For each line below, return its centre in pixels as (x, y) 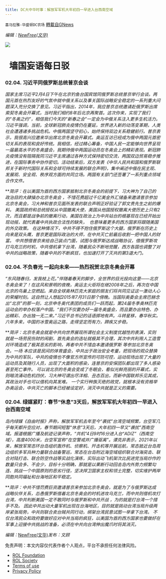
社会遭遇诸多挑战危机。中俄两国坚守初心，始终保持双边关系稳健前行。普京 (81, 131)
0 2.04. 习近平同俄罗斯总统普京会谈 (47, 83)
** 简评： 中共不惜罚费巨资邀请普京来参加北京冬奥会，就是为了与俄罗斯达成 (81, 487)
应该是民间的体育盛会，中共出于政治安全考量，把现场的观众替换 (93, 351)
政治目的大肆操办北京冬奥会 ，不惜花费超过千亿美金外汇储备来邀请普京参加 (81, 198)
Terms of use (26, 566)
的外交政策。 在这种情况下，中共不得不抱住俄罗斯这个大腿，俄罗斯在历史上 (81, 228)
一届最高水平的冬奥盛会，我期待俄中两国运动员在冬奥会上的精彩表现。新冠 (81, 150)
